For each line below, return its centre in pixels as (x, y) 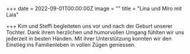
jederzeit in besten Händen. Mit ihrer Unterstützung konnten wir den (89, 38)
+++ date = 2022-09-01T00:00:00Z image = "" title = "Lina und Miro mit (94, 9)
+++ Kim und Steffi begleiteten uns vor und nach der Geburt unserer (89, 26)
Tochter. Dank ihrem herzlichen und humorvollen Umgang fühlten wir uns (95, 32)
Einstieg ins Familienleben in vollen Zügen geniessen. (71, 45)
